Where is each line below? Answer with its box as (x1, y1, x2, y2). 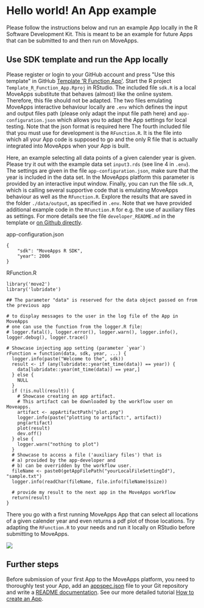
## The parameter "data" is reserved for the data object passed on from (6, 297, 198, 303)
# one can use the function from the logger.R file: (6, 324, 143, 330)
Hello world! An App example (6, 4, 157, 18)
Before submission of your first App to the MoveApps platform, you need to (6, 575, 195, 583)
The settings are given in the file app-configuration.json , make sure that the (6, 167, 199, 174)
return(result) (12, 494, 51, 501)
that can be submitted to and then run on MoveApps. (6, 37, 139, 44)
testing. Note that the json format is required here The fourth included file (6, 123, 191, 130)
